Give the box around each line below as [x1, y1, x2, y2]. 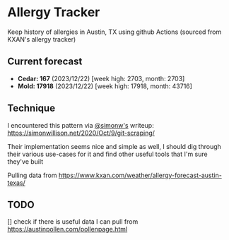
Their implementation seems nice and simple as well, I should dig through [7, 142, 221, 150]
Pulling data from [7, 171, 57, 179]
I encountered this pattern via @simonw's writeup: [7, 121, 154, 129]
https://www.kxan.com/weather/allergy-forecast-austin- [58, 171, 223, 179]
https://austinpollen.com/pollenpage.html [7, 225, 128, 234]
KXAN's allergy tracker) [7, 35, 76, 43]
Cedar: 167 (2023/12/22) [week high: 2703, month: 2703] [17, 74, 185, 83]
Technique [7, 102, 55, 114]
